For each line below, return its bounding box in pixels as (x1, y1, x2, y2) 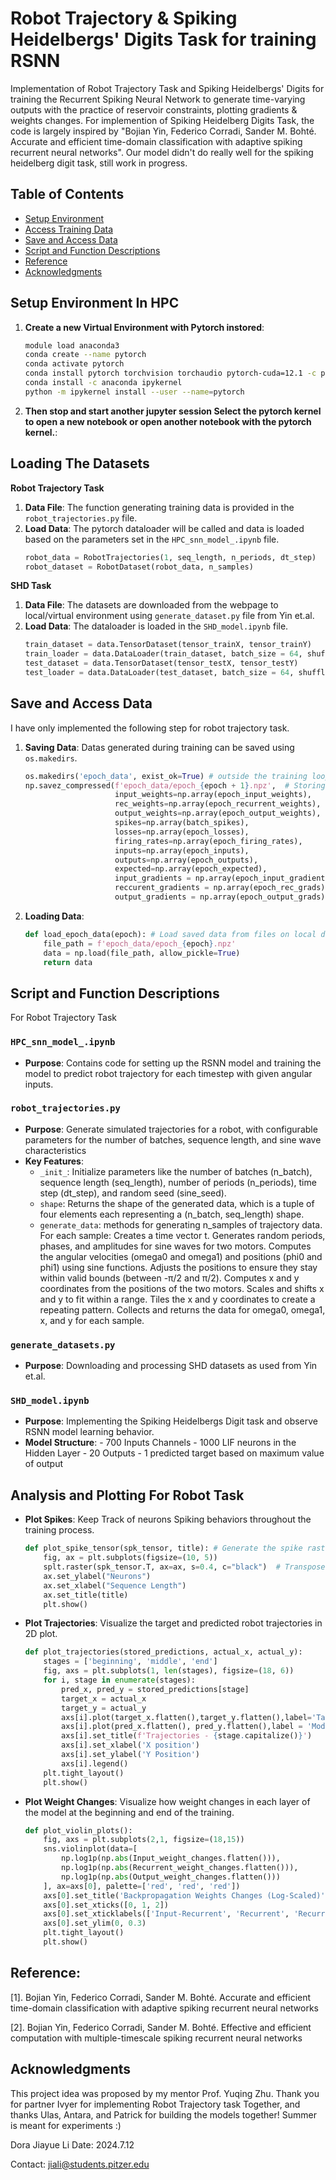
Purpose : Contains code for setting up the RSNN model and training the (24, 1057, 322, 1069)
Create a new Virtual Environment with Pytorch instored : (24, 321, 265, 333)
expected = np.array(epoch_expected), (114, 864, 268, 874)
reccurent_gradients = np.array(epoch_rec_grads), (114, 883, 330, 893)
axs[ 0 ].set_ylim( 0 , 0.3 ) (43, 1918, 147, 1929)
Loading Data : (24, 910, 85, 922)
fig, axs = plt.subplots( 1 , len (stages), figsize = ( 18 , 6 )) (43, 1666, 295, 1676)
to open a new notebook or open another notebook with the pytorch (24, 415, 312, 427)
